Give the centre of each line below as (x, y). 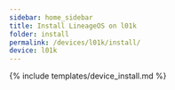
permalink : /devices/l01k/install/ (75, 42)
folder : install (39, 34)
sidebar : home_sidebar (51, 17)
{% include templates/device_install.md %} (88, 76)
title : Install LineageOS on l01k (73, 26)
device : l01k (33, 51)
